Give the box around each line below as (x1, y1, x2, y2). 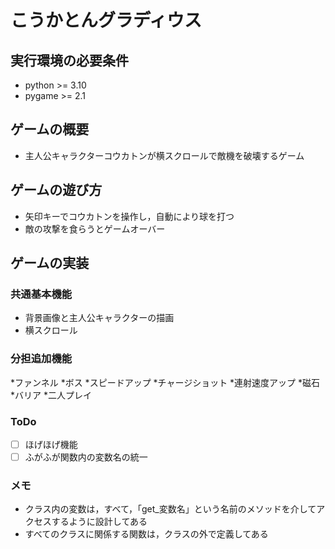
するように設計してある (51, 516, 148, 528)
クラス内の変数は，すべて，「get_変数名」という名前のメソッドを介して (24, 503, 317, 515)
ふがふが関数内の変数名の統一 (24, 451, 148, 463)
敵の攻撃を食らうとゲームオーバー (24, 222, 166, 235)
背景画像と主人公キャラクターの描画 (24, 312, 175, 324)
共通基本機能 (10, 287, 73, 301)
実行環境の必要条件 (10, 52, 129, 69)
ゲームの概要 (10, 121, 90, 138)
